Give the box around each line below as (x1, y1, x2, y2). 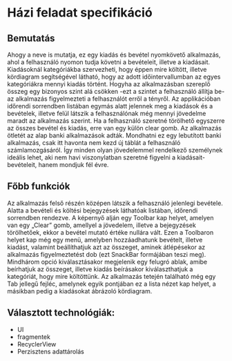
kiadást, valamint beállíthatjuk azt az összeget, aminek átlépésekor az (7, 243, 206, 251)
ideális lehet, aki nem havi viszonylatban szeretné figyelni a (7, 153, 176, 162)
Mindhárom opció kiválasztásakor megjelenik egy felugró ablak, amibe (7, 257, 208, 266)
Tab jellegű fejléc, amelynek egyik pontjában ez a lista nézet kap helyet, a (7, 280, 216, 288)
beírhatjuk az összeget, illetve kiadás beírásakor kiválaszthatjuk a (7, 264, 193, 273)
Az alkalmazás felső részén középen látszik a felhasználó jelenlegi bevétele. (7, 199, 223, 207)
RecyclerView (17, 340, 57, 348)
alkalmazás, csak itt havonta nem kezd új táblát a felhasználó (7, 139, 181, 146)
